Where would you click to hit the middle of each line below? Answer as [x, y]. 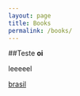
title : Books [30, 23]
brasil [17, 84]
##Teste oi [26, 54]
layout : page [30, 16]
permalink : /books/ [40, 30]
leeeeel [20, 69]
